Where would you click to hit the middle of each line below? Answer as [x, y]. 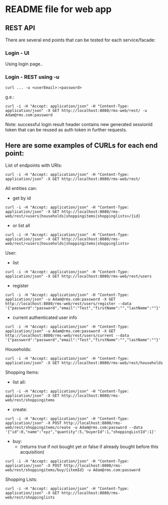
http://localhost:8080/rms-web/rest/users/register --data [68, 304]
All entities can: [21, 188]
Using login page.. [24, 64]
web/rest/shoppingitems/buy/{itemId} [45, 470]
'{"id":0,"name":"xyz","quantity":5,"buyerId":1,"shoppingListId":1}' [81, 432]
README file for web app [58, 9]
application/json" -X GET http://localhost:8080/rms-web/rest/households [84, 363]
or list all [21, 226]
